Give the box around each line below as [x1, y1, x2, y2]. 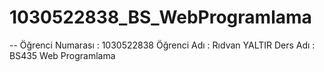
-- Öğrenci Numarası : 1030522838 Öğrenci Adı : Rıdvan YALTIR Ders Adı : [9, 39, 316, 51]
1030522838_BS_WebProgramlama [9, 6, 312, 29]
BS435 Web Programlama [9, 49, 116, 61]
